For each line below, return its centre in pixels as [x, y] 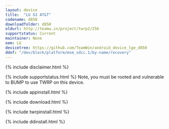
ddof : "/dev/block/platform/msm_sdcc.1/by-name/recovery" [68, 52]
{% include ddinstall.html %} [35, 121]
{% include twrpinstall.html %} [38, 112]
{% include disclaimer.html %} [37, 67]
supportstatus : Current [31, 34]
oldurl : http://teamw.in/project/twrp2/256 [52, 29]
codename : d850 [21, 19]
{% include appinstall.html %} [37, 92]
